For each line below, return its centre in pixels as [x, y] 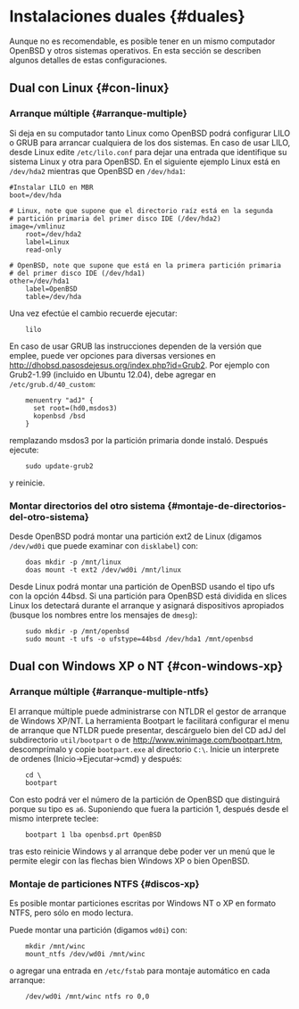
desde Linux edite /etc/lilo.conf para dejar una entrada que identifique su [148, 152]
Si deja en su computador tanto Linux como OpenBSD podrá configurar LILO [150, 133]
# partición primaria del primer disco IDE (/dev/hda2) [115, 219]
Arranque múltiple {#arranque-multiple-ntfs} [109, 691]
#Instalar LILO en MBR [51, 187]
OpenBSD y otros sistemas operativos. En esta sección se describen [135, 50]
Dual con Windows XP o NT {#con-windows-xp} [146, 666]
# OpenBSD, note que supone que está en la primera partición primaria [145, 265]
